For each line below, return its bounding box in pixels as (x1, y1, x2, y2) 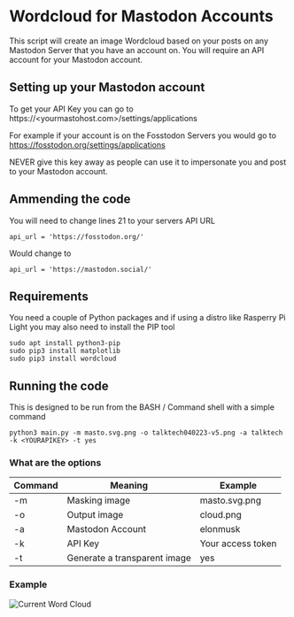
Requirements (9, 289, 89, 304)
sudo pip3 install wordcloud (9, 354, 117, 364)
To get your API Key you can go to (9, 104, 135, 114)
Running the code (9, 378, 109, 393)
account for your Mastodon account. (9, 54, 143, 65)
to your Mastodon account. (9, 166, 108, 176)
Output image (66, 509, 124, 521)
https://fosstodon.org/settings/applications (9, 139, 166, 150)
